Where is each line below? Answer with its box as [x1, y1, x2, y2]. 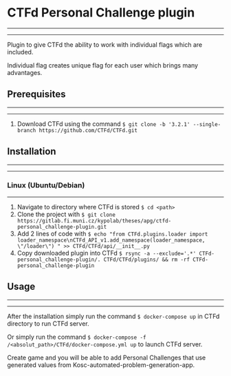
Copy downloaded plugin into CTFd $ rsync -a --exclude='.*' [16, 249, 197, 257]
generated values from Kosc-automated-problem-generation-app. [7, 360, 195, 369]
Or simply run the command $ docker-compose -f [7, 333, 146, 341]
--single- [192, 121, 221, 128]
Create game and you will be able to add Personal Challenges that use [7, 353, 206, 362]
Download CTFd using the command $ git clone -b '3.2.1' [16, 119, 190, 128]
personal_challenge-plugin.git [16, 223, 107, 230]
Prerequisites [7, 88, 66, 101]
